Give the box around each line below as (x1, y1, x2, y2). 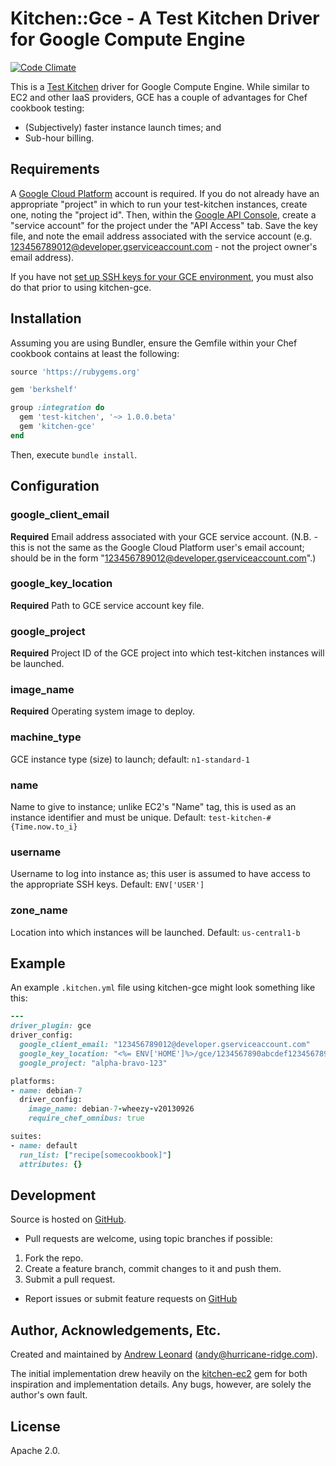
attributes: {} (19, 1159, 83, 1169)
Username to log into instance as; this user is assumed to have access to (10, 868, 311, 880)
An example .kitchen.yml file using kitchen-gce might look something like (10, 982, 316, 994)
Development (10, 1187, 97, 1204)
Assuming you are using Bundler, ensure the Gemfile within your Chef (10, 337, 298, 349)
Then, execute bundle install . (10, 448, 138, 461)
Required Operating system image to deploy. (10, 705, 196, 717)
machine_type (10, 730, 82, 744)
